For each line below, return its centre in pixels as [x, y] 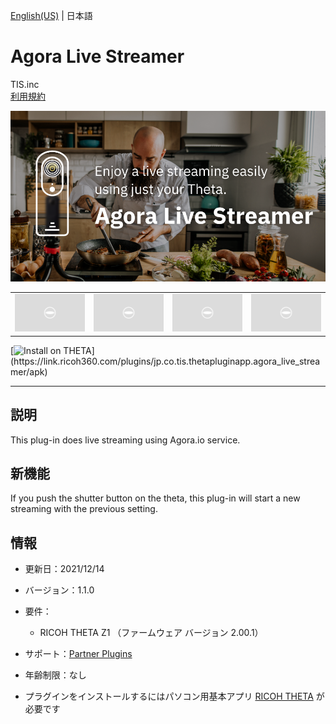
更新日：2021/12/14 [64, 569]
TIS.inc [25, 84]
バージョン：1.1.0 [59, 590]
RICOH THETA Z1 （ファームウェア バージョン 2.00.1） [151, 633]
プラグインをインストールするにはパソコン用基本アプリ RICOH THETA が [174, 696]
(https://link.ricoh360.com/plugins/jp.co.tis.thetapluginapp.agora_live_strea [165, 361]
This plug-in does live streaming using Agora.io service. [125, 440]
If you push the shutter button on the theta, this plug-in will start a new [155, 498]
